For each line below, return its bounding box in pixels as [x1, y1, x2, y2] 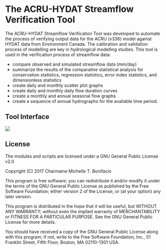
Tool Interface [5, 113, 50, 121]
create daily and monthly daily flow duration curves [12, 87, 118, 93]
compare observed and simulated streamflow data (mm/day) [12, 61, 137, 67]
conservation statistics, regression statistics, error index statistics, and [12, 72, 157, 78]
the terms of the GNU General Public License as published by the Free [5, 183, 149, 189]
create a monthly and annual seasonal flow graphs [12, 93, 116, 99]
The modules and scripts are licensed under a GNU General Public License [5, 153, 159, 159]
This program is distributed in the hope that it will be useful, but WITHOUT [5, 203, 157, 209]
